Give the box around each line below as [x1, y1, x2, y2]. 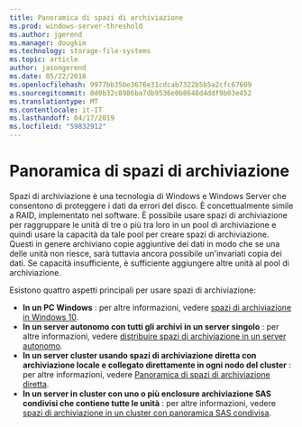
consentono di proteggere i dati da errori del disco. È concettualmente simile [9, 200, 294, 211]
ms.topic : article [9, 55, 78, 64]
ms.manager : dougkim [9, 38, 87, 48]
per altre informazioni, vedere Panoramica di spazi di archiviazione [22, 368, 270, 379]
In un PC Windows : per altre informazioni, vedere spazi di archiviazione [22, 302, 292, 313]
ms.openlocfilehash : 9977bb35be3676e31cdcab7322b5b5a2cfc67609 [9, 80, 252, 89]
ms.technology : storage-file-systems [9, 47, 151, 56]
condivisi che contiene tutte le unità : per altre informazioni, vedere [22, 397, 277, 408]
